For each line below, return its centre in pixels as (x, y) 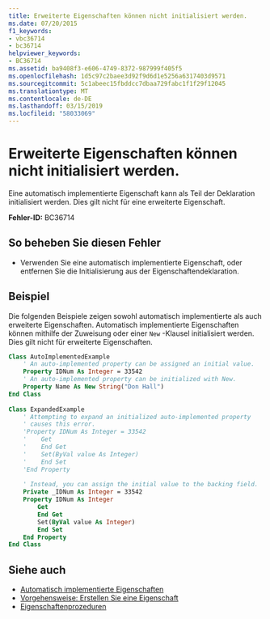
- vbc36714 (27, 38)
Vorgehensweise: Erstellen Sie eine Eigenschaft (99, 598)
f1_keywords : (30, 31)
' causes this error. (59, 424)
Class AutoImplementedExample (59, 357)
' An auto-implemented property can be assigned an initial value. (139, 364)
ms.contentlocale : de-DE (50, 99)
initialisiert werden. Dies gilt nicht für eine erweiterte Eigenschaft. (117, 201)
